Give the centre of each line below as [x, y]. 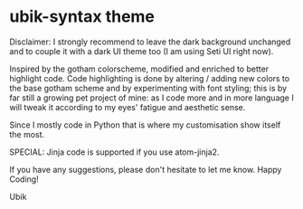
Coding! [24, 179]
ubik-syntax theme [82, 17]
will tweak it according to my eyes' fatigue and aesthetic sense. [128, 107]
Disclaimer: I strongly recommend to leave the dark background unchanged [150, 42]
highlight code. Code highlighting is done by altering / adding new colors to [150, 78]
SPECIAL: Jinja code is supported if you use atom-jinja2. [114, 152]
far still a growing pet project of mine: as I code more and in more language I [151, 98]
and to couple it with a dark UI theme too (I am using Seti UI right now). [142, 51]
